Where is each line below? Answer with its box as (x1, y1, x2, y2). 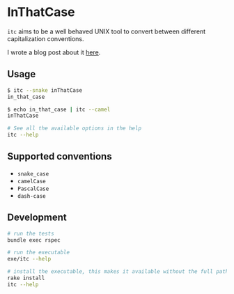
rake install (7, 274, 45, 281)
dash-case (17, 192, 47, 199)
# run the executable (7, 249, 70, 256)
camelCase (17, 178, 47, 185)
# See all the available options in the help (7, 125, 141, 132)
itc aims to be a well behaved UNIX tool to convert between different (7, 27, 206, 36)
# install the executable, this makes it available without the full (7, 268, 214, 275)
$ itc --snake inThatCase (7, 86, 82, 94)
